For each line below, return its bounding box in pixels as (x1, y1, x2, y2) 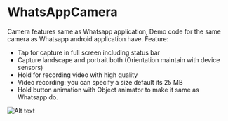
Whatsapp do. (17, 92, 58, 101)
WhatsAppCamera (7, 4, 118, 20)
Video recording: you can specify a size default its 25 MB (17, 78, 184, 86)
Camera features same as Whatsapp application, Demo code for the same (7, 27, 221, 36)
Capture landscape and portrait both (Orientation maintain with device (17, 55, 220, 64)
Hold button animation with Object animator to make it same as (17, 85, 200, 94)
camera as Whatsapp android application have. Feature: (7, 34, 169, 43)
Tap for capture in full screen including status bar (17, 48, 160, 57)
